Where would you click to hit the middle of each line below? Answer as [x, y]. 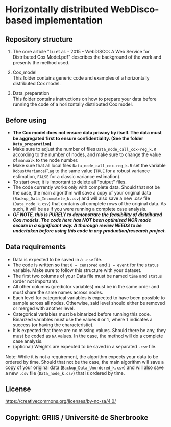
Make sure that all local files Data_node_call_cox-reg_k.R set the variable [89, 165]
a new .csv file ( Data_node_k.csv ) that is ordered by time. [65, 373]
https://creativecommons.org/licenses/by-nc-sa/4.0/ [61, 401]
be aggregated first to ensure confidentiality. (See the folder [78, 138]
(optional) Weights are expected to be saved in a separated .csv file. [84, 346]
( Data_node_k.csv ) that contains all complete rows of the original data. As [89, 203]
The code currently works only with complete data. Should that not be [86, 187]
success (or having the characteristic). [53, 325]
